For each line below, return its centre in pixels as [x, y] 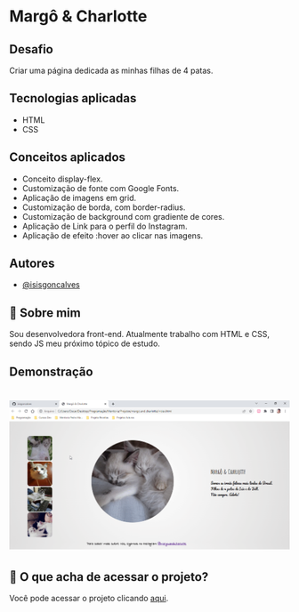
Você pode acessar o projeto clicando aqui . [89, 599]
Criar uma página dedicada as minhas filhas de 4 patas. [111, 70]
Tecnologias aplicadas [73, 98]
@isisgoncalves [51, 285]
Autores [32, 264]
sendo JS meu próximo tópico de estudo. [85, 343]
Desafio [31, 49]
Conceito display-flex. [62, 179]
